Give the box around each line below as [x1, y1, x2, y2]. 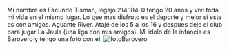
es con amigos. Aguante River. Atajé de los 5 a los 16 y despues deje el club [7, 21, 223, 28]
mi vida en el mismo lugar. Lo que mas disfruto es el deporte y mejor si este [7, 13, 222, 21]
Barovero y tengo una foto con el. [7, 35, 102, 43]
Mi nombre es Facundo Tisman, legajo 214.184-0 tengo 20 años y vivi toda [7, 6, 219, 14]
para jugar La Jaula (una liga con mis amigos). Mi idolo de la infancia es [7, 27, 210, 36]
